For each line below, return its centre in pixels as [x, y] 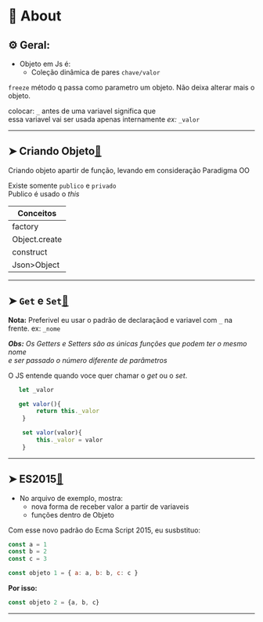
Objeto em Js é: [45, 64]
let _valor [36, 390]
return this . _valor [68, 412]
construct [30, 252]
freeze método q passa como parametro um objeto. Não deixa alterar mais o [131, 87]
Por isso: [23, 588]
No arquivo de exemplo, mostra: [71, 498]
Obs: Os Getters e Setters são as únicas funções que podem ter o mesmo [128, 343]
